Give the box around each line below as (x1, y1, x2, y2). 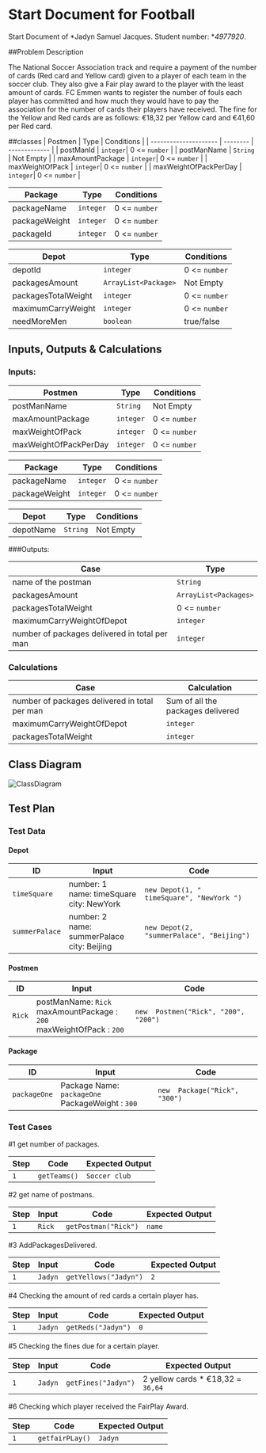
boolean (102, 317, 132, 325)
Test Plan (8, 802, 55, 816)
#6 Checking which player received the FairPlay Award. (8, 1402, 189, 1411)
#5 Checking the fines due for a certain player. (8, 1341, 160, 1351)
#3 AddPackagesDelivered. (8, 1240, 97, 1250)
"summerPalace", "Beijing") (144, 931, 251, 940)
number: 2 (68, 911, 108, 922)
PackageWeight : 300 (60, 1097, 138, 1109)
